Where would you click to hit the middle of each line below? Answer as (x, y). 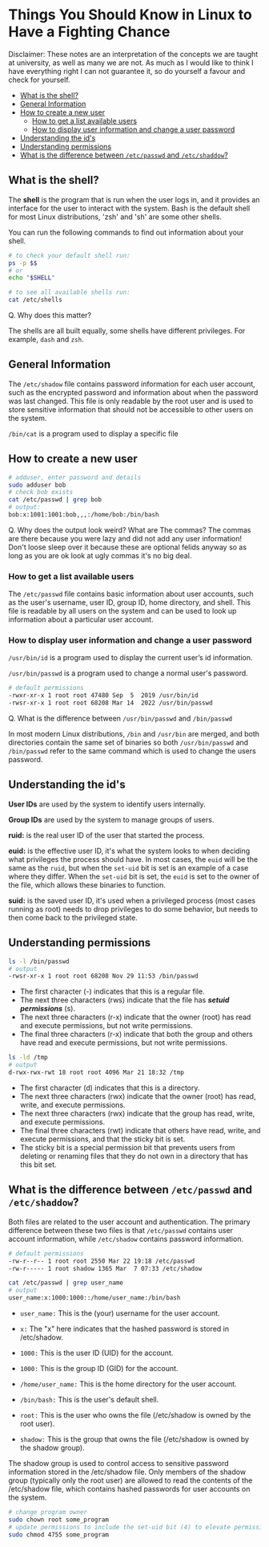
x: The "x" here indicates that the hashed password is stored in (124, 1329)
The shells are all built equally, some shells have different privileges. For (127, 331)
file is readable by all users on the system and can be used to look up (122, 611)
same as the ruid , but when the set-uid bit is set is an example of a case (128, 867)
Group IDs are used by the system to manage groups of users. (111, 819)
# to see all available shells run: (69, 292)
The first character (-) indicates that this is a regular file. (112, 992)
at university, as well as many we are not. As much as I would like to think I (131, 63)
